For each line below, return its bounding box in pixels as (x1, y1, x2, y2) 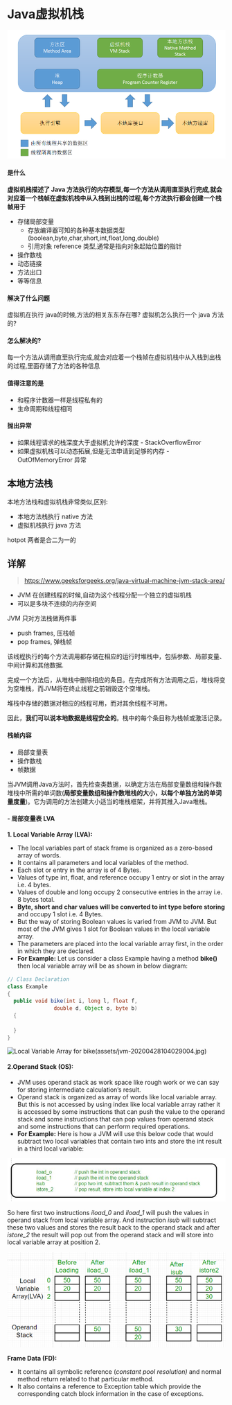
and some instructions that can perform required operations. (17, 1122, 190, 1131)
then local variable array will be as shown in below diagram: (17, 961, 188, 970)
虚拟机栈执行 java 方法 (17, 521, 82, 529)
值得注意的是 (7, 379, 44, 387)
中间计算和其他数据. (7, 661, 64, 670)
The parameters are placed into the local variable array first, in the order (17, 939, 224, 948)
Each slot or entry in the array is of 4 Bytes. (17, 866, 142, 874)
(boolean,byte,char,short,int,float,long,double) (27, 234, 159, 243)
